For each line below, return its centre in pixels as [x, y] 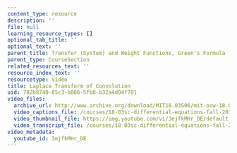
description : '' [31, 20]
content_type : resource [42, 14]
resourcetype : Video [38, 79]
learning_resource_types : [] [50, 33]
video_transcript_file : [48, 125]
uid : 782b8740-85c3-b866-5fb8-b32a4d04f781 [72, 92]
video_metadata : [31, 132]
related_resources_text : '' [49, 66]
